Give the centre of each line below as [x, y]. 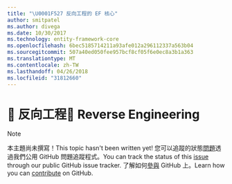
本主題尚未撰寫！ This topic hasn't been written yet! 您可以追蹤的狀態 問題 [111, 148]
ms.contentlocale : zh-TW [43, 65]
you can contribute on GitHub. [50, 173]
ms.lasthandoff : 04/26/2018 [48, 71]
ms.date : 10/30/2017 [37, 33]
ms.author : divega [34, 26]
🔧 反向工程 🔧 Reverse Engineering [104, 114]
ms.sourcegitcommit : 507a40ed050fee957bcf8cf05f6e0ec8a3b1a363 [100, 53]
